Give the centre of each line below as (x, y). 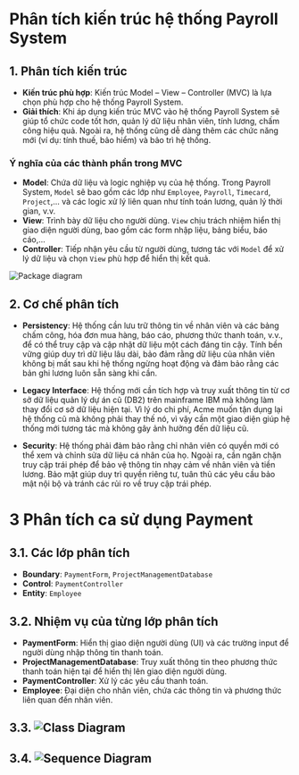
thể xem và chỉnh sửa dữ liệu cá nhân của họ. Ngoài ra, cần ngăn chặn (152, 455)
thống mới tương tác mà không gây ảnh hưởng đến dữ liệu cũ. (135, 428)
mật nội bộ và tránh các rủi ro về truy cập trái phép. (117, 484)
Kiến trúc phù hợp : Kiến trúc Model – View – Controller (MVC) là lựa (147, 93)
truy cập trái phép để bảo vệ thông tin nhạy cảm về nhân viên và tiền (149, 465)
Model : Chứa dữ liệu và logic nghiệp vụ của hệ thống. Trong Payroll (146, 182)
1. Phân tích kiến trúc (68, 71)
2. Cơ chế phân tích (64, 304)
